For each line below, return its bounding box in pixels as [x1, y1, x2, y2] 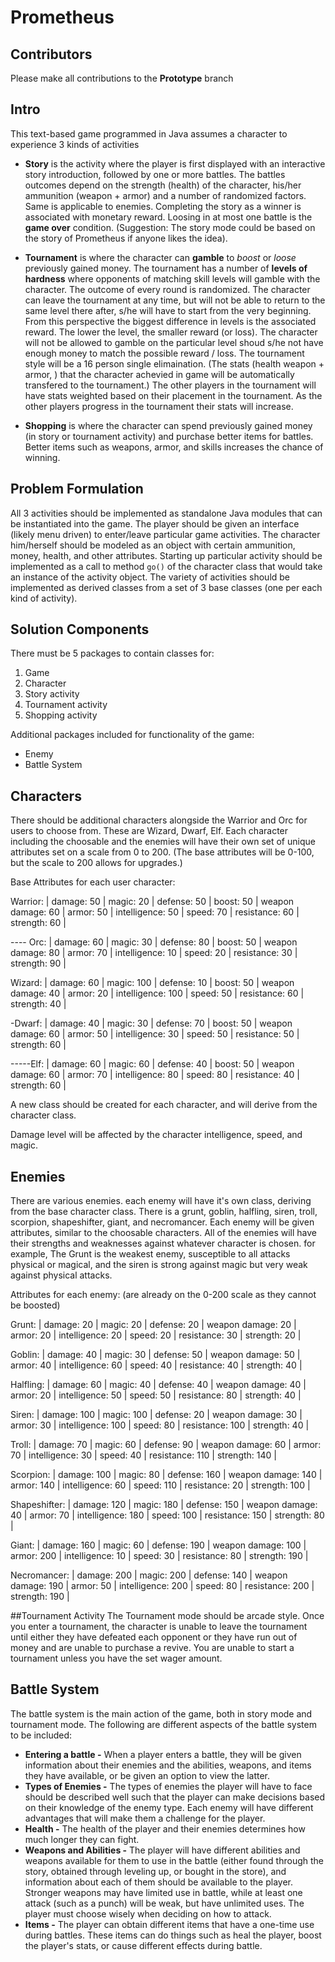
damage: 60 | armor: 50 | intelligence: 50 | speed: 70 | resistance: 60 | [10, 906, 300, 918]
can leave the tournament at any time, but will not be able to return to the [24, 294, 326, 306]
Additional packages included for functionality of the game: [10, 729, 255, 741]
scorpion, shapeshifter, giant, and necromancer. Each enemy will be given [10, 1216, 315, 1228]
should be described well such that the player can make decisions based [24, 1791, 326, 1803]
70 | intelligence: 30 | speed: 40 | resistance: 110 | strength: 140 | [10, 1449, 277, 1461]
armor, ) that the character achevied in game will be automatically [24, 368, 295, 380]
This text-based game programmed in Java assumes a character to [10, 127, 288, 140]
